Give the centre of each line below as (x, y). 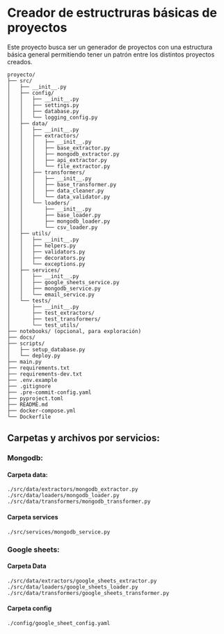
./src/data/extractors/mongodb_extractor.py (73, 489)
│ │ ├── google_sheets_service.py (63, 282)
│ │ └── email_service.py (51, 295)
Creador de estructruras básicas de (112, 13)
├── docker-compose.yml (42, 411)
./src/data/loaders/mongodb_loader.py (63, 496)
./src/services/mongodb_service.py (59, 532)
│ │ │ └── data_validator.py (59, 197)
